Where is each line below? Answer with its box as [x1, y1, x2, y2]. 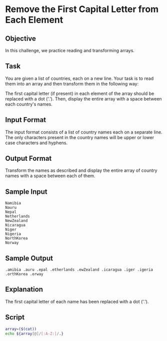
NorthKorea [5, 236, 28, 241]
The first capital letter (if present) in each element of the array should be [5, 90, 154, 96]
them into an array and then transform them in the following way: [5, 80, 139, 86]
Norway [5, 240, 19, 246]
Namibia [5, 201, 21, 206]
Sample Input [5, 187, 47, 196]
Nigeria [5, 232, 21, 237]
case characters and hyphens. [5, 140, 68, 146]
